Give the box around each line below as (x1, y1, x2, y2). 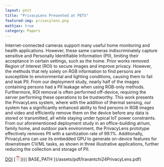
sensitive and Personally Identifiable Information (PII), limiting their (5, 53, 139, 59)
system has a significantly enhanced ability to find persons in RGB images (5, 105, 154, 111)
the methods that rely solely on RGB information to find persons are (5, 68, 141, 74)
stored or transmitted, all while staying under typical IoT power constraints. (5, 115, 156, 121)
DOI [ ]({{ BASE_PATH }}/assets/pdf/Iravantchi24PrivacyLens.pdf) (5, 156, 141, 162)
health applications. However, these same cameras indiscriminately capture (5, 48, 158, 54)
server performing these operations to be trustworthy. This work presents (5, 94, 154, 100)
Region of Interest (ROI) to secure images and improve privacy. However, (5, 63, 152, 69)
